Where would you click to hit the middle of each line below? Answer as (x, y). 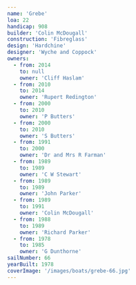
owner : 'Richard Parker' (55, 232)
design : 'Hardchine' (37, 46)
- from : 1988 (32, 219)
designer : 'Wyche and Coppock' (52, 53)
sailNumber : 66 (29, 258)
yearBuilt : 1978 (30, 264)
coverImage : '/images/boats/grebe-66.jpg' (69, 270)
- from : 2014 (32, 65)
